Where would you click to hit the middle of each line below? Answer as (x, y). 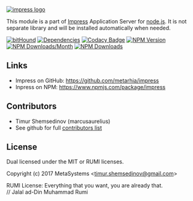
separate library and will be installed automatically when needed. (89, 28)
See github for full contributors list (59, 128)
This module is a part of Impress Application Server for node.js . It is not (96, 21)
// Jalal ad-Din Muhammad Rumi (47, 192)
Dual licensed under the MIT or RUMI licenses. (65, 162)
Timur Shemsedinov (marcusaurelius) (63, 121)
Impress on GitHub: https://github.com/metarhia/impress (87, 81)
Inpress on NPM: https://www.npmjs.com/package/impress (90, 87)
